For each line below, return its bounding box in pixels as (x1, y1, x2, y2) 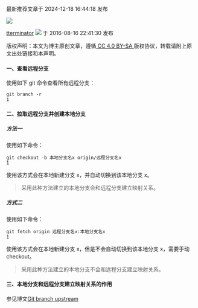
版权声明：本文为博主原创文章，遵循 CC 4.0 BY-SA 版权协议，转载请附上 (6, 42, 187, 50)
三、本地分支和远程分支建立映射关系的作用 (6, 280, 112, 288)
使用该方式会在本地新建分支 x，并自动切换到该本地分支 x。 (6, 171, 153, 178)
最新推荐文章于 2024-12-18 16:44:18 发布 (6, 5, 108, 12)
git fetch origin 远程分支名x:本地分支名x (6, 228, 106, 234)
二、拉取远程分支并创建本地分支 (6, 110, 86, 117)
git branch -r (6, 91, 42, 98)
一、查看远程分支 (6, 65, 49, 72)
